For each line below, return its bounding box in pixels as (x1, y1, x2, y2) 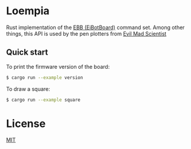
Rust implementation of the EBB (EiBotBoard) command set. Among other (6, 24, 185, 31)
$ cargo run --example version (6, 74, 83, 81)
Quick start (6, 47, 48, 58)
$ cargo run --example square (6, 97, 81, 103)
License (6, 117, 46, 130)
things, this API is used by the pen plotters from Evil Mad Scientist (6, 30, 167, 37)
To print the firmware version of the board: (6, 63, 110, 70)
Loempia (6, 4, 50, 18)
